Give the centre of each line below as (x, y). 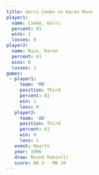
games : (14, 73)
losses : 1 (24, 68)
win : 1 (28, 101)
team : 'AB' (33, 118)
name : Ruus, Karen (35, 51)
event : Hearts (32, 146)
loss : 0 (29, 107)
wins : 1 (21, 34)
